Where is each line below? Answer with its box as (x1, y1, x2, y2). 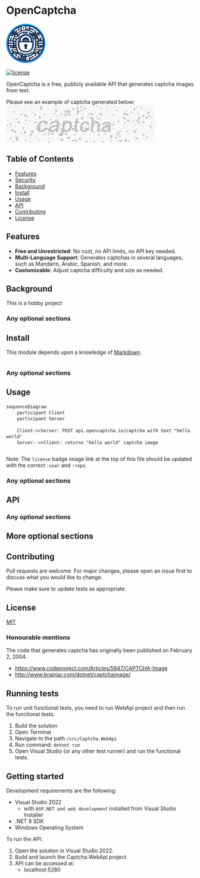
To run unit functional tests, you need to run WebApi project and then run (6, 704, 186, 711)
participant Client (17, 409, 65, 415)
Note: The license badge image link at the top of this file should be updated (6, 455, 192, 463)
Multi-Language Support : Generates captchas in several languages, (14, 254, 183, 261)
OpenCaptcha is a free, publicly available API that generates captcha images (6, 80, 194, 87)
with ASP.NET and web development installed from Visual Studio (23, 805, 177, 812)
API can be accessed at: (14, 860, 74, 867)
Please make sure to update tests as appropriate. (6, 586, 127, 593)
